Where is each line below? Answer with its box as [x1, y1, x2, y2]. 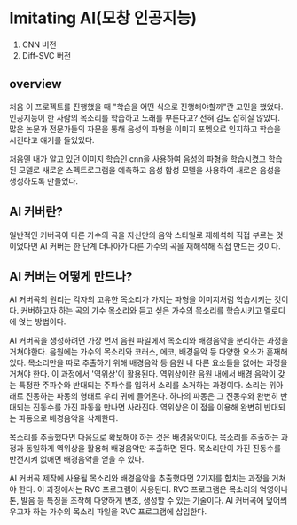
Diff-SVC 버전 [21, 50, 72, 60]
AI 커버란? [9, 204, 64, 219]
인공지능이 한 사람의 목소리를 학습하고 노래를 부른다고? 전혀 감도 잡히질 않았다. [9, 112, 281, 123]
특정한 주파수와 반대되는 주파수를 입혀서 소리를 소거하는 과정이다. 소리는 [18, 379, 268, 391]
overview [9, 76, 62, 91]
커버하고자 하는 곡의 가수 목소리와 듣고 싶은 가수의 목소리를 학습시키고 [20, 306, 262, 316]
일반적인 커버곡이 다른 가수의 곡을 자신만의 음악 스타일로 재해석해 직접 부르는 [9, 229, 275, 240]
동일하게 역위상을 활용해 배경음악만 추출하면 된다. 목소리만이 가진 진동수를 [25, 443, 282, 454]
